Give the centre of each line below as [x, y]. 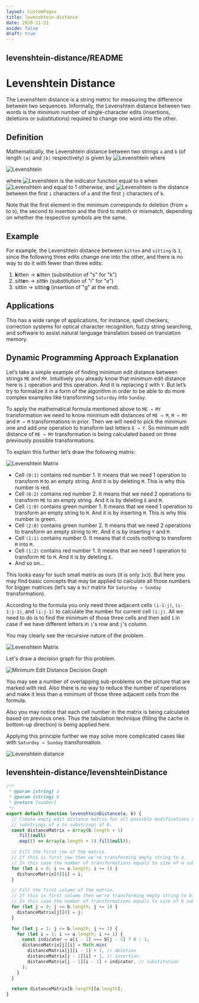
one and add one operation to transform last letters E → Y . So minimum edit [98, 427]
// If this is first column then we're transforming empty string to [99, 896]
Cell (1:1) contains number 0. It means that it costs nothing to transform [103, 538]
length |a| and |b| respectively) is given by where [86, 158]
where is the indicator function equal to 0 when [82, 181]
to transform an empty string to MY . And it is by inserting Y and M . [93, 531]
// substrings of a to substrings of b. [62, 825]
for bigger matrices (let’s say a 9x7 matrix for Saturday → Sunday [84, 587]
